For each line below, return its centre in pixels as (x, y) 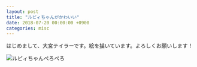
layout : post (22, 12)
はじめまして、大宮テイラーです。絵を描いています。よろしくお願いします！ (100, 46)
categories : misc (28, 28)
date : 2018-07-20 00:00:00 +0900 (48, 23)
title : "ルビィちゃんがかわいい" (43, 17)
